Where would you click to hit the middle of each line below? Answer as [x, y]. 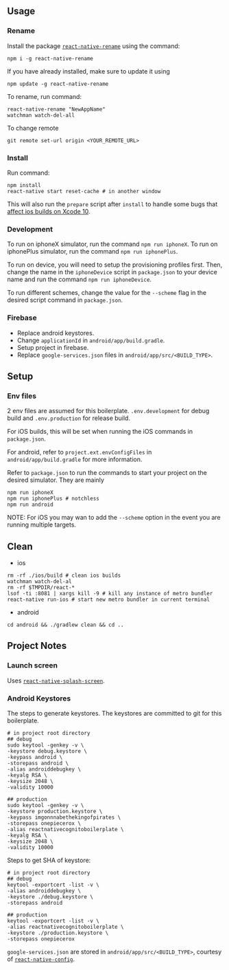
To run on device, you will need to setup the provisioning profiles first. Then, [115, 265]
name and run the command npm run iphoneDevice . [80, 279]
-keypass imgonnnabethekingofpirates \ [64, 817]
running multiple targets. [42, 525]
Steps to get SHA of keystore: [49, 860]
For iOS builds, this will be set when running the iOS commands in [100, 432]
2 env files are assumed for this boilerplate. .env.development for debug [108, 411]
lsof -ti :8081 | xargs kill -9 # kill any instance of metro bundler [110, 594]
